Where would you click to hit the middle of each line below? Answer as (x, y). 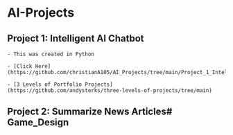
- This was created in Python (51, 54)
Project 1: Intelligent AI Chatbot (76, 38)
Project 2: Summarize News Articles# (90, 112)
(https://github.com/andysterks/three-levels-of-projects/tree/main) (110, 91)
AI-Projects (41, 13)
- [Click (20, 66)
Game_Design (38, 123)
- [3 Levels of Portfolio (44, 84)
